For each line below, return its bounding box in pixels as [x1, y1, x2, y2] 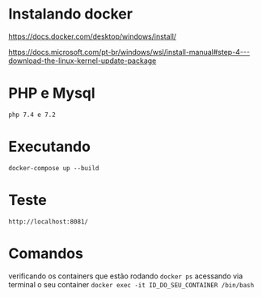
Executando [8, 138, 91, 156]
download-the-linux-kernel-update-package [8, 56, 157, 65]
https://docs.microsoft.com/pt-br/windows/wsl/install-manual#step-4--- [8, 47, 251, 56]
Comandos [8, 244, 83, 262]
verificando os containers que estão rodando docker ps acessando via [8, 271, 243, 281]
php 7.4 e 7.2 [8, 111, 57, 119]
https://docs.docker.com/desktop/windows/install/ [8, 31, 176, 41]
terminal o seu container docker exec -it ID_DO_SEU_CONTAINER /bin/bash [8, 279, 255, 289]
